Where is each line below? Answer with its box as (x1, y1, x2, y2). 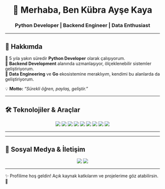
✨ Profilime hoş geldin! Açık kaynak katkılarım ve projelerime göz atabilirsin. (5, 173, 159, 179)
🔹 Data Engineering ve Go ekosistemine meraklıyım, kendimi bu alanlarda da (5, 71, 160, 77)
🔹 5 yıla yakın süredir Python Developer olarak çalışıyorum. (5, 55, 125, 61)
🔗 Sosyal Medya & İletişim (5, 145, 85, 154)
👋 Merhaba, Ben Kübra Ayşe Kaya (13, 4, 152, 16)
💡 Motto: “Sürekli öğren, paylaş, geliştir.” (5, 86, 88, 92)
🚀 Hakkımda (5, 42, 43, 51)
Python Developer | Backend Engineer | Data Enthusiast (14, 22, 151, 29)
